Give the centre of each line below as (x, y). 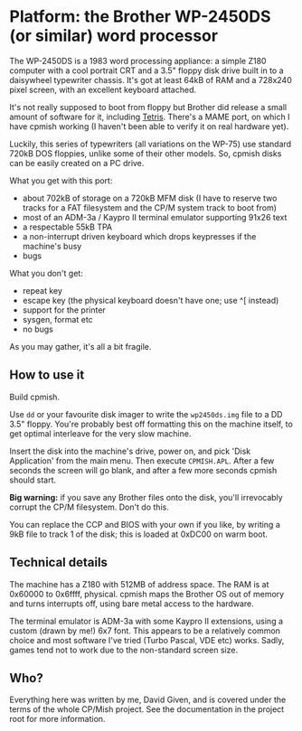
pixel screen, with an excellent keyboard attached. (103, 89)
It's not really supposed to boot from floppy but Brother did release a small (148, 107)
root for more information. (57, 719)
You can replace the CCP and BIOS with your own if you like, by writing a (145, 524)
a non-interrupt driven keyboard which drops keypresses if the (139, 236)
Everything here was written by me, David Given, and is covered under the (148, 700)
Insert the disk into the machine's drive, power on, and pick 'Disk (130, 451)
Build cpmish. (35, 397)
